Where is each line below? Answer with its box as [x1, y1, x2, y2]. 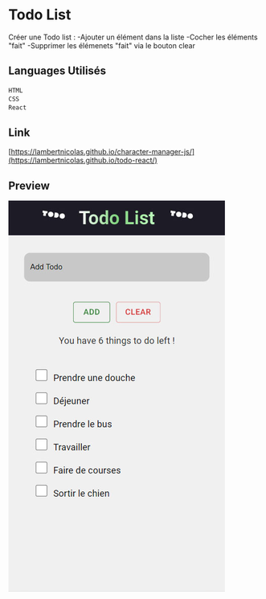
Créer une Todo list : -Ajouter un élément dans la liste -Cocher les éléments [8, 32, 259, 42]
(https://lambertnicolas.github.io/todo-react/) [8, 155, 158, 166]
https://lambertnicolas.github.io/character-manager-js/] [10, 147, 195, 157]
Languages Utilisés [8, 64, 107, 78]
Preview [8, 178, 51, 192]
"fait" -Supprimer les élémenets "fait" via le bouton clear [8, 40, 195, 50]
